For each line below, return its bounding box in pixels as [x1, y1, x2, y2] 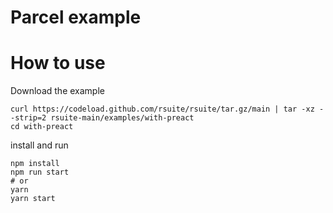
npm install [10, 159, 60, 169]
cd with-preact [10, 122, 74, 132]
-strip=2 [10, 113, 47, 123]
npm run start [10, 167, 70, 178]
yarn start [10, 194, 56, 204]
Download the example [10, 85, 105, 97]
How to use [10, 52, 106, 75]
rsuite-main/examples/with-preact [50, 113, 195, 123]
